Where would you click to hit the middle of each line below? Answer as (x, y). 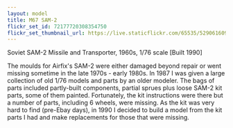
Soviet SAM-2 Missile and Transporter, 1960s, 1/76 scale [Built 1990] (105, 53)
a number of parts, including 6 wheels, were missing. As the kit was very (111, 103)
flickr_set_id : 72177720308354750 (57, 26)
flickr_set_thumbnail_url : (46, 33)
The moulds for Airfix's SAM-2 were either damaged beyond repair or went (114, 66)
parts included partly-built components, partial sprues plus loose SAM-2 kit (115, 88)
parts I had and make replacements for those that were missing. (98, 118)
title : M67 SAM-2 (32, 20)
